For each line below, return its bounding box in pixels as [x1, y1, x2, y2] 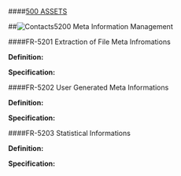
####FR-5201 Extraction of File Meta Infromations [8, 37, 171, 46]
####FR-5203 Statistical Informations [8, 129, 131, 137]
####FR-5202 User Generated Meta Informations [8, 82, 169, 92]
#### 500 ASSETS [8, 7, 68, 16]
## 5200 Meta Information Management [8, 22, 173, 31]
